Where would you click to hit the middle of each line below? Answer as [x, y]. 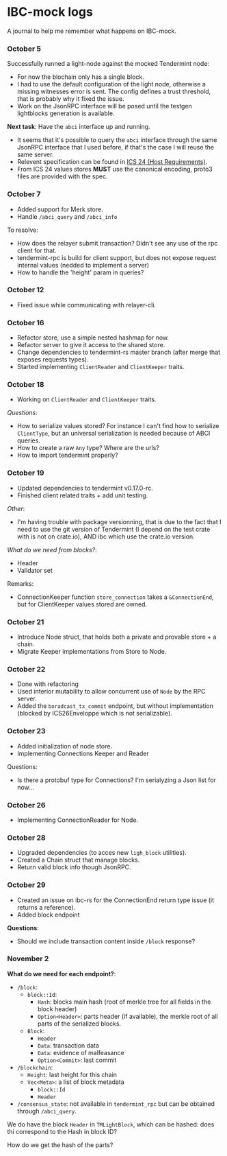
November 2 [28, 959]
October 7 [24, 194]
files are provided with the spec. [62, 176]
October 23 [26, 731]
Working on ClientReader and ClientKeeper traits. [86, 399]
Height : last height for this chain [72, 1074]
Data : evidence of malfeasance [81, 1052]
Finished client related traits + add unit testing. [82, 495]
